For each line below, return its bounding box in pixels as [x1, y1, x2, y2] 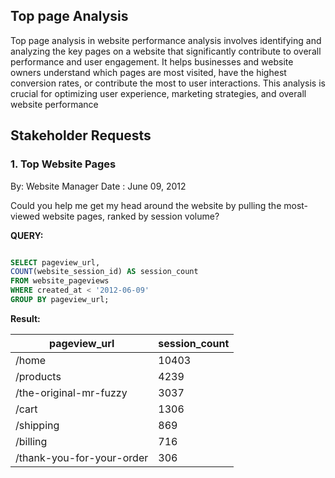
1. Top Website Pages [10, 157, 117, 171]
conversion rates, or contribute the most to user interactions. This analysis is [10, 77, 326, 89]
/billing [15, 434, 48, 448]
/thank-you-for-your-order [15, 450, 149, 464]
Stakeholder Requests [10, 127, 152, 144]
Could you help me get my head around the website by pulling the [10, 199, 282, 211]
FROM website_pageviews [10, 276, 110, 286]
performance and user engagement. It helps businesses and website [10, 55, 294, 68]
